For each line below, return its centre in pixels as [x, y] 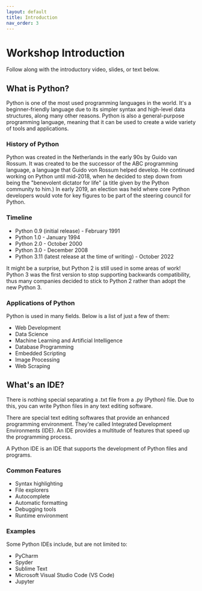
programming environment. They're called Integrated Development [89, 424]
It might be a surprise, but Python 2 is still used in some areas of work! [93, 268]
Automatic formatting [41, 503]
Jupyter [25, 581]
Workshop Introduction [66, 53]
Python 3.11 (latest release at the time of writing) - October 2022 [94, 256]
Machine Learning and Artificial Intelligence [69, 340]
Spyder [24, 562]
